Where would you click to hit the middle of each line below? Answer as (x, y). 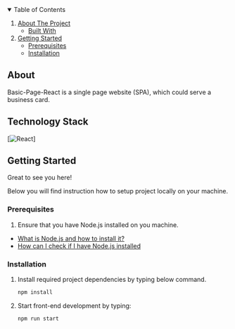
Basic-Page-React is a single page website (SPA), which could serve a (109, 92)
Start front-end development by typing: (74, 305)
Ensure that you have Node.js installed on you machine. (98, 225)
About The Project (44, 23)
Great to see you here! (40, 178)
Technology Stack (48, 122)
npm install (35, 292)
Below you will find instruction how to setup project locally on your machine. (118, 191)
